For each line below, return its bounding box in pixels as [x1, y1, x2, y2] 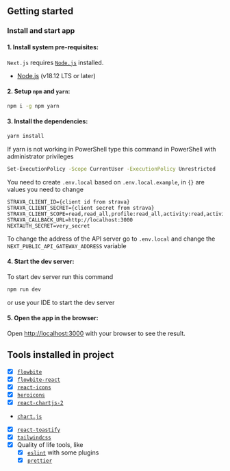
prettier [27, 457, 53, 465]
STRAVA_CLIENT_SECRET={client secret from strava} [7, 204, 155, 211]
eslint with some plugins [27, 448, 99, 457]
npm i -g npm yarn [7, 102, 60, 109]
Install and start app [7, 26, 75, 36]
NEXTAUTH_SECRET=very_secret [7, 222, 90, 229]
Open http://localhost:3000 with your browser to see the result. [7, 329, 186, 337]
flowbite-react [16, 376, 61, 383]
